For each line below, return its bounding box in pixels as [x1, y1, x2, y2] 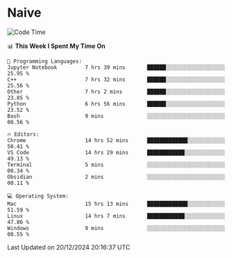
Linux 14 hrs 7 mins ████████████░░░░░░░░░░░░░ [7, 212, 226, 220]
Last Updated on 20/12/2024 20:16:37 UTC [7, 243, 131, 251]
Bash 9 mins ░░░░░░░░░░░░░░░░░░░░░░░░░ [7, 113, 226, 120]
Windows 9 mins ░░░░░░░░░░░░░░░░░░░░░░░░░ [7, 225, 226, 232]
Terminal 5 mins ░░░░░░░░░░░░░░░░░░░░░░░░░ [7, 161, 226, 168]
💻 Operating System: [7, 193, 69, 200]
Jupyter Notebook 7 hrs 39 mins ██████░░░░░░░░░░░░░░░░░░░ [7, 64, 226, 71]
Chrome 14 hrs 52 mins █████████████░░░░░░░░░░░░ [7, 137, 226, 144]
